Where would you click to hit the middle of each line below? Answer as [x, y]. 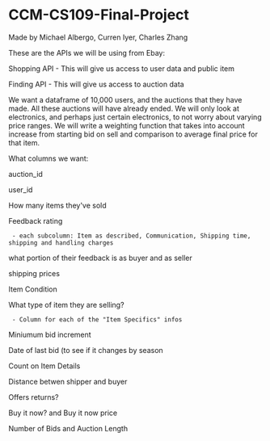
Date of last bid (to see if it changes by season [86, 350]
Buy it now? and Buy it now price [63, 413]
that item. [24, 142]
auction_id [25, 174]
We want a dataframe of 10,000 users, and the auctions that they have [125, 99]
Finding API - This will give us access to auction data [96, 84]
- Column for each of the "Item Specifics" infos [97, 319]
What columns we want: [49, 158]
